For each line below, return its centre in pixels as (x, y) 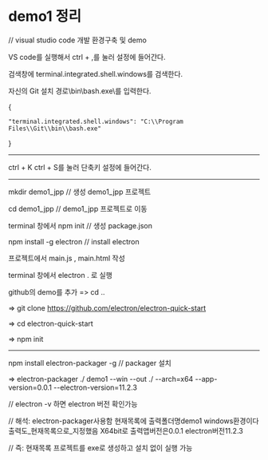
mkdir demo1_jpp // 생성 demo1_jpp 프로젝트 (80, 192)
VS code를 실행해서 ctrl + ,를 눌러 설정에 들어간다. (87, 57)
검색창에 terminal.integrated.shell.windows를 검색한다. (96, 73)
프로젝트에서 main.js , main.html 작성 (67, 258)
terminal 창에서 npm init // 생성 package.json (81, 225)
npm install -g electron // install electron (74, 241)
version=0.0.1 (30, 387)
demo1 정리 (45, 16)
